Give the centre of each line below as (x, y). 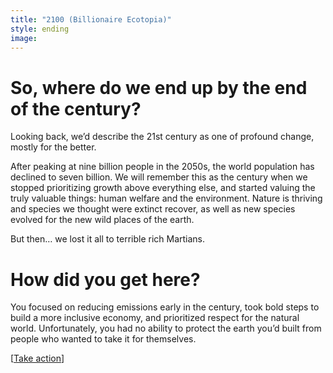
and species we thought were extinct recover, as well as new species (153, 209)
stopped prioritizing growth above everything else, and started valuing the (163, 188)
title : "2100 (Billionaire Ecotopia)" (91, 19)
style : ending (40, 29)
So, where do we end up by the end (159, 87)
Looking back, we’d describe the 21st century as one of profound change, (162, 137)
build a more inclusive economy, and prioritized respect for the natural (155, 318)
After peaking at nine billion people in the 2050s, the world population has (162, 167)
